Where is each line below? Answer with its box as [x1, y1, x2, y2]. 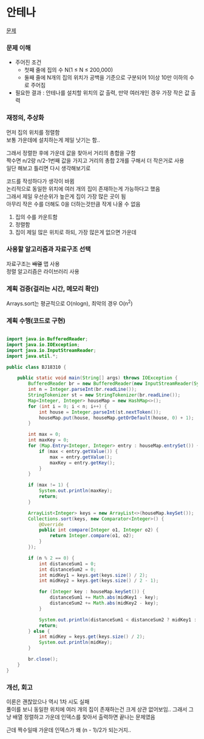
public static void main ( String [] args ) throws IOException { [17, 375, 178, 381]
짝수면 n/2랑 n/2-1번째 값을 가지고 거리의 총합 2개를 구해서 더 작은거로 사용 [6, 157, 185, 164]
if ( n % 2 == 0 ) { [28, 555, 75, 561]
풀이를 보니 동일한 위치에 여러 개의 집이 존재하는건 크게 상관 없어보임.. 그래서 [6, 705, 188, 713]
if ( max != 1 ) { [28, 482, 69, 488]
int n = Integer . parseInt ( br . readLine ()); [28, 387, 137, 393]
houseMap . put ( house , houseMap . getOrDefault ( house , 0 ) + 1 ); [38, 415, 194, 421]
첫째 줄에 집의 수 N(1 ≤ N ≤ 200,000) [24, 66, 114, 74]
